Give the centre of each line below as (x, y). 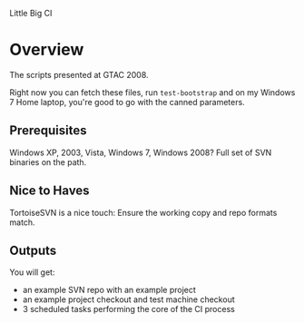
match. (22, 222)
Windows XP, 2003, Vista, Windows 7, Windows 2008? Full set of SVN (141, 152)
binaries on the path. (48, 161)
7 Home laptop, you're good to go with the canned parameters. (127, 102)
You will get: (32, 272)
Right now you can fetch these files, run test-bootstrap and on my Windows (152, 92)
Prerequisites (48, 131)
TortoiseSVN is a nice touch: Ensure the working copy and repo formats (143, 212)
